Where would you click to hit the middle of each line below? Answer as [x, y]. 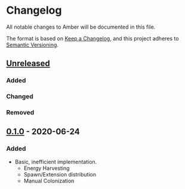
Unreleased [28, 63]
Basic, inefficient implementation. [56, 162]
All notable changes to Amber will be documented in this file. [81, 27]
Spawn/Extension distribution [60, 174]
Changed [20, 97]
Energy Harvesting [47, 168]
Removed [20, 113]
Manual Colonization [49, 181]
